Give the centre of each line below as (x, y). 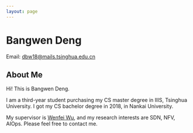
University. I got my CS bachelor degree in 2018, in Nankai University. (90, 106)
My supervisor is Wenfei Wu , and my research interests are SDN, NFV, (91, 118)
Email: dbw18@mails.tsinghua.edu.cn (51, 57)
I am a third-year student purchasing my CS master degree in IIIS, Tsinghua (97, 100)
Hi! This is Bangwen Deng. (38, 89)
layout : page (22, 11)
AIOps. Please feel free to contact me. (52, 124)
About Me (24, 74)
